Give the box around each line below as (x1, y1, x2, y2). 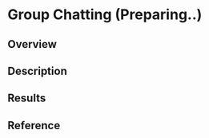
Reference (7, 118, 61, 132)
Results (7, 92, 46, 105)
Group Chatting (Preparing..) (7, 6, 203, 24)
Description (7, 64, 67, 77)
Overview (7, 37, 58, 51)
